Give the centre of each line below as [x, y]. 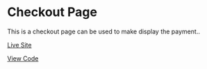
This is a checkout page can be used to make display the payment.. [104, 31]
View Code [23, 58]
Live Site [19, 45]
